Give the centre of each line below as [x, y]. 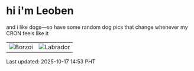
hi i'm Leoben [40, 11]
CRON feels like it [28, 33]
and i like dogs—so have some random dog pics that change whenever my [97, 27]
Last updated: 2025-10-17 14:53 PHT [51, 61]
